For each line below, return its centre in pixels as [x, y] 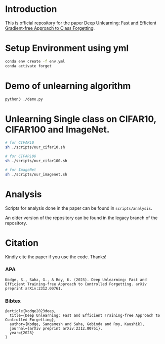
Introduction [31, 9]
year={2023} [22, 333]
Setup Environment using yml [67, 48]
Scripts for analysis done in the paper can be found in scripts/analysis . [79, 208]
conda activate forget [28, 66]
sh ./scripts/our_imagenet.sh [36, 174]
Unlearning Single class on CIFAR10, [81, 119]
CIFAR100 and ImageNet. [57, 129]
